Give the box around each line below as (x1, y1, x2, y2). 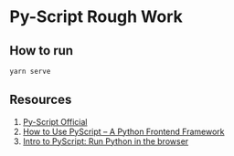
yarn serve (9, 67, 51, 76)
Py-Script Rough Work (9, 6, 183, 27)
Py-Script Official (22, 116, 88, 127)
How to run (9, 43, 74, 58)
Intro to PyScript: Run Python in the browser (22, 135, 189, 147)
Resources (9, 92, 72, 108)
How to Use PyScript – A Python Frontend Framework (22, 126, 225, 137)
